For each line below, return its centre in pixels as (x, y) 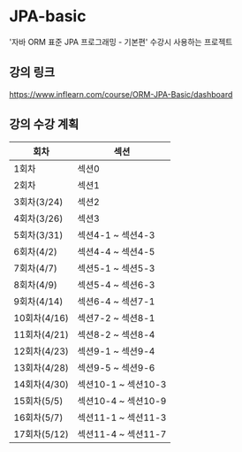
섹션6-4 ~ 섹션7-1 (116, 301)
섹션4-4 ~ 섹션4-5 (116, 251)
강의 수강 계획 (44, 124)
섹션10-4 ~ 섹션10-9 (122, 401)
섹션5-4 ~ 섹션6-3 (116, 285)
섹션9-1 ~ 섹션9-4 (116, 351)
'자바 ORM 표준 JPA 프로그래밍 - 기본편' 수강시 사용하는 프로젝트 (121, 42)
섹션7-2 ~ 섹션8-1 (116, 318)
